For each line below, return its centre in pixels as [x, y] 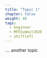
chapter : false [20, 14]
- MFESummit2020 [26, 32]
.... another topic [21, 50]
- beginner [20, 28]
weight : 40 [16, 18]
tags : [10, 23]
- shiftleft [22, 37]
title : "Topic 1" [23, 9]
